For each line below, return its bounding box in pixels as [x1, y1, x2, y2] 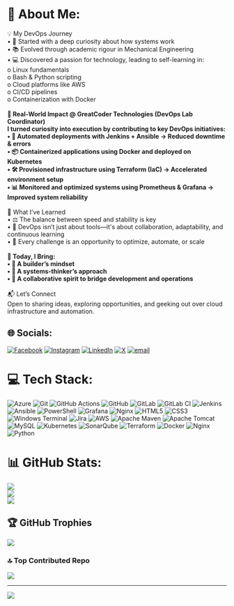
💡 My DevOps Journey [7, 29, 72, 38]
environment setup [7, 175, 64, 183]
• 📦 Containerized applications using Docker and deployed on [7, 147, 192, 155]
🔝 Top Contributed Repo [7, 556, 91, 566]
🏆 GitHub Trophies [7, 517, 93, 529]
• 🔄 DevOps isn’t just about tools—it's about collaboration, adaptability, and [7, 222, 224, 231]
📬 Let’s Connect [7, 289, 56, 298]
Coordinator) [7, 117, 45, 125]
